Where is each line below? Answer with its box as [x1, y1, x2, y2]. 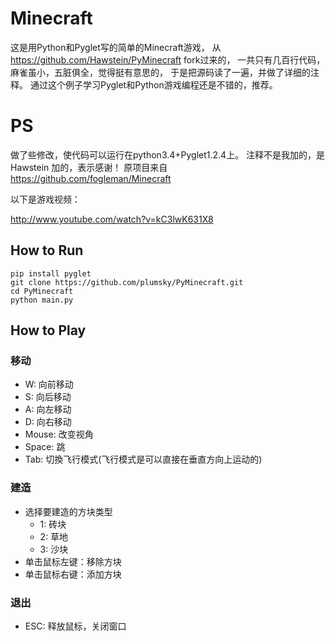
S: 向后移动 [24, 391, 72, 403]
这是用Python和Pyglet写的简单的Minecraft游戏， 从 [10, 41, 222, 53]
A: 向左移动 [24, 403, 72, 416]
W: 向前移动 [24, 378, 74, 391]
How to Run [10, 242, 84, 259]
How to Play [10, 322, 87, 339]
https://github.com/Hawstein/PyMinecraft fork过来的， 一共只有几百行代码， [10, 53, 326, 66]
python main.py [10, 295, 74, 305]
